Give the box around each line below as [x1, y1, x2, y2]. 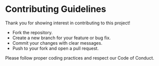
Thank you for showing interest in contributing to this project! [5, 20, 131, 26]
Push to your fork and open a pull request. [12, 45, 99, 51]
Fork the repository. [12, 29, 53, 35]
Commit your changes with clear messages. [12, 40, 103, 46]
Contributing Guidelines [5, 3, 106, 15]
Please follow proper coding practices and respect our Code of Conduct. [5, 55, 155, 61]
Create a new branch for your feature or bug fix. [12, 35, 111, 41]
